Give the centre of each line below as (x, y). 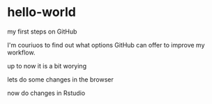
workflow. (21, 52)
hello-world (42, 12)
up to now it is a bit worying (47, 66)
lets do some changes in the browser (60, 79)
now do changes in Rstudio (46, 93)
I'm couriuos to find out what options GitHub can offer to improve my (106, 45)
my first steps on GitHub (42, 31)
